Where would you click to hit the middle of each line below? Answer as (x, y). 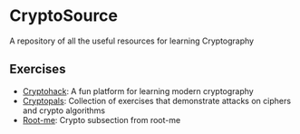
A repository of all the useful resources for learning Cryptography (132, 41)
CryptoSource (64, 16)
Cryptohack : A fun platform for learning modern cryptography (138, 91)
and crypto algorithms (64, 110)
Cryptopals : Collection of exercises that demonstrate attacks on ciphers (157, 100)
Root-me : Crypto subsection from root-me (102, 120)
